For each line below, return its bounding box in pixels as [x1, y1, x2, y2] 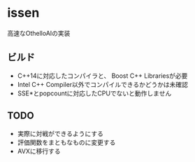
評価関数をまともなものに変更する [17, 138, 116, 147]
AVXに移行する [17, 147, 61, 155]
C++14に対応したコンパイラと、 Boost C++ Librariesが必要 [17, 72, 188, 80]
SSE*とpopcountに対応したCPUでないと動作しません [17, 89, 172, 97]
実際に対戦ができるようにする [17, 129, 103, 137]
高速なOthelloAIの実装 [7, 29, 71, 37]
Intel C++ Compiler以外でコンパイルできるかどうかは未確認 [17, 80, 189, 88]
